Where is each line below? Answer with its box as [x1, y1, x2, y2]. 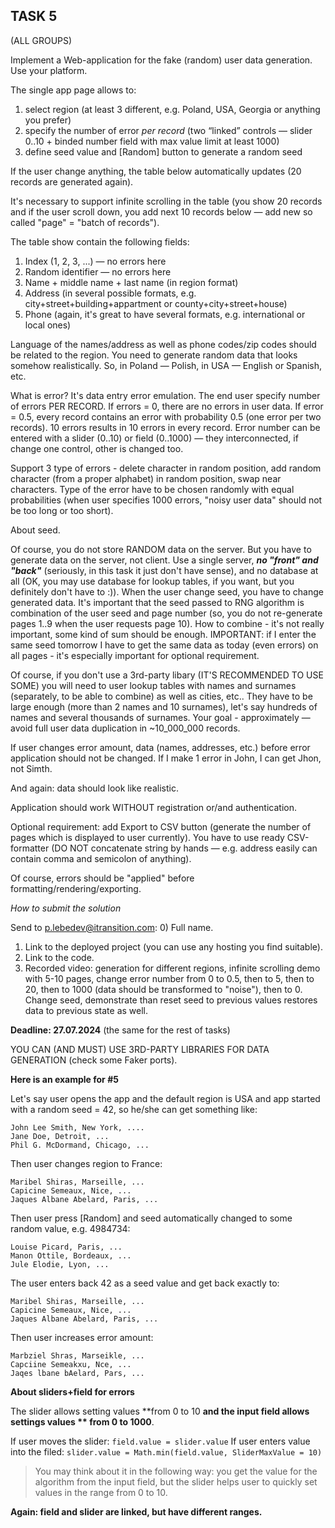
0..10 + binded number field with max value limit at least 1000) [24, 135, 280, 147]
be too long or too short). [10, 504, 114, 516]
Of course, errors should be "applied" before [10, 872, 195, 884]
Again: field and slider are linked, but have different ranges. [10, 1505, 263, 1518]
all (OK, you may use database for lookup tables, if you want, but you [10, 575, 295, 587]
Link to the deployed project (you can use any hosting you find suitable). [24, 940, 323, 953]
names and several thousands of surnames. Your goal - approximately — [10, 711, 311, 723]
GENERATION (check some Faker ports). [10, 1054, 178, 1066]
